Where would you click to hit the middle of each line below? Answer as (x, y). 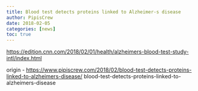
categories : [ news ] (31, 29)
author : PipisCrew (30, 18)
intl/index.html (24, 58)
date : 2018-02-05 (28, 23)
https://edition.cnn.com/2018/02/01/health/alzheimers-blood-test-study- (97, 52)
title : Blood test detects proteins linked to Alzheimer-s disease (94, 12)
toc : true (19, 35)
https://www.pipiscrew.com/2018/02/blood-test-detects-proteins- (109, 70)
